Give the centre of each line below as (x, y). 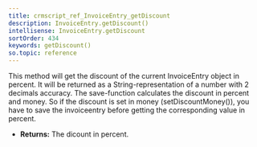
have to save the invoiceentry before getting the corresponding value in (127, 110)
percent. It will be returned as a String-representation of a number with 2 (128, 84)
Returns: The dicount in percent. (74, 134)
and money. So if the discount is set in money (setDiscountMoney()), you (129, 102)
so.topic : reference (43, 53)
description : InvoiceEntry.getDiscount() (79, 23)
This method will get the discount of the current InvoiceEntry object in (124, 76)
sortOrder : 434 (34, 38)
